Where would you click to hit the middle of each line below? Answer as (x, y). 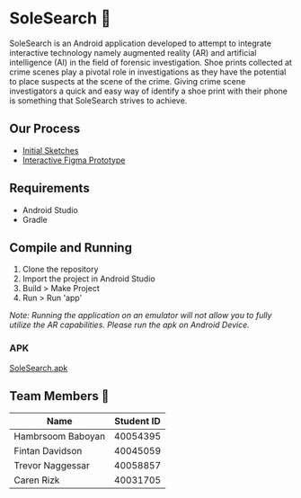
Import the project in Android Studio (89, 279)
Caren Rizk (37, 480)
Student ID (138, 422)
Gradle (35, 219)
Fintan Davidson (48, 451)
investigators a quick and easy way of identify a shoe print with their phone (148, 91)
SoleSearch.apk (39, 368)
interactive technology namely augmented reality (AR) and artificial (133, 52)
